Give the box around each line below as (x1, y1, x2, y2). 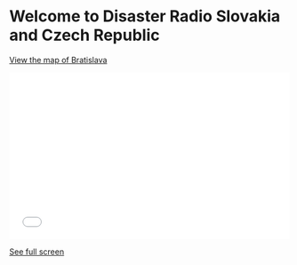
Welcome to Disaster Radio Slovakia (9, 6, 281, 27)
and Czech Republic (9, 25, 160, 45)
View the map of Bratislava (9, 54, 108, 65)
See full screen (9, 246, 65, 257)
